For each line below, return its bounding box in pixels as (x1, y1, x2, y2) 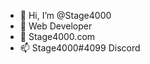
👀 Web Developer (19, 20, 93, 32)
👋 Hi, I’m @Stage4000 (19, 10, 112, 21)
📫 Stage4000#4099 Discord (19, 42, 141, 54)
